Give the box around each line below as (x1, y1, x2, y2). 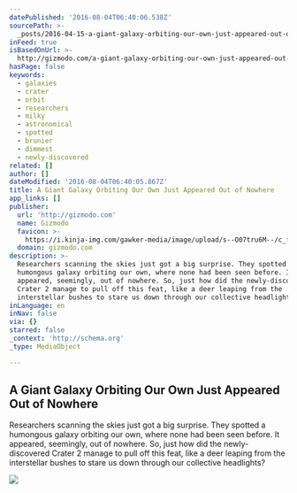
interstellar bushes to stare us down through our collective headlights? (9, 458, 266, 468)
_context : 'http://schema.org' (9, 334, 125, 343)
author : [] (9, 169, 49, 178)
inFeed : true (9, 37, 57, 47)
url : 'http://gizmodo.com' (17, 210, 117, 220)
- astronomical (17, 120, 73, 129)
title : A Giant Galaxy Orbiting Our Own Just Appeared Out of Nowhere (9, 186, 275, 195)
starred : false (9, 326, 65, 335)
